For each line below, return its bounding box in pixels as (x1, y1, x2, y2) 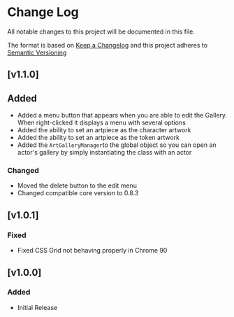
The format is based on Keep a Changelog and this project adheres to (7, 41, 208, 49)
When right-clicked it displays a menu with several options (17, 118, 187, 127)
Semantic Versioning (7, 48, 67, 57)
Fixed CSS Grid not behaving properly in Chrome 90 (17, 246, 168, 255)
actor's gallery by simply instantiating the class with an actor (17, 148, 192, 157)
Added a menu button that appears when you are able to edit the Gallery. (17, 111, 228, 120)
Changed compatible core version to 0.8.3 (17, 189, 139, 197)
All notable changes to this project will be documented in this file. (7, 27, 196, 36)
